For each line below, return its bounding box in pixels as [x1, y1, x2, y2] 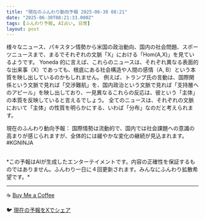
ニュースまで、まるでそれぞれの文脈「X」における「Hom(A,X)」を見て [11, 51, 189, 58]
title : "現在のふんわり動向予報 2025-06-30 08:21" [6, 9, 128, 15]
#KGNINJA [6, 139, 34, 147]
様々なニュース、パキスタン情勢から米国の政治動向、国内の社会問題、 [6, 43, 182, 50]
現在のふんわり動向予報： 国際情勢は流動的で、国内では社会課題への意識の [6, 125, 195, 132]
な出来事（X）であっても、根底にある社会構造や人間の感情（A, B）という [6, 66, 191, 74]
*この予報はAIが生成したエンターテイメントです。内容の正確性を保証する [6, 158, 190, 165]
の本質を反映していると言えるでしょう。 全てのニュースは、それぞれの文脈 [6, 97, 194, 104]
